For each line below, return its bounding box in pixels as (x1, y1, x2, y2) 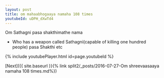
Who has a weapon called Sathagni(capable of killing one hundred (12, 39, 146, 45)
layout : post (5, 7, 32, 12)
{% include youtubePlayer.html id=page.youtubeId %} (5, 54, 114, 59)
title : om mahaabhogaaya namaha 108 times (5, 12, 93, 17)
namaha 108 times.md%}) (5, 68, 57, 74)
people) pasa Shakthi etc (12, 44, 63, 50)
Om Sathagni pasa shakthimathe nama (5, 30, 83, 36)
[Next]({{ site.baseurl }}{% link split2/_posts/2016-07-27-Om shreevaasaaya (5, 63, 160, 69)
